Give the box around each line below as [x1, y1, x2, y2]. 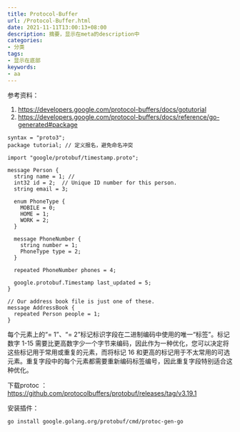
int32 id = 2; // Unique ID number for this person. [14, 179, 177, 186]
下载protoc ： [7, 381, 48, 389]
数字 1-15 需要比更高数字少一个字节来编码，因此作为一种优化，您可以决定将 [7, 338, 230, 347]
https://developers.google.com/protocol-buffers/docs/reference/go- [17, 112, 220, 121]
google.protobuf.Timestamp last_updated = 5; [14, 279, 152, 286]
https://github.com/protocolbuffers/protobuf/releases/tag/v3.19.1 [7, 388, 197, 397]
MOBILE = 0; [20, 204, 56, 211]
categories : [7, 37, 43, 44]
